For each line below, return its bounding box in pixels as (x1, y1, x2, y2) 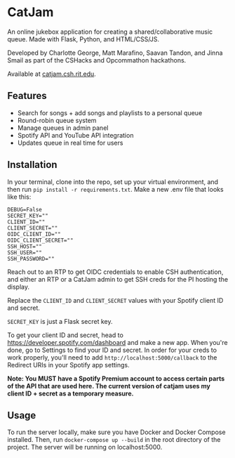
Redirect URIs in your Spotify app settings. (7, 360, 130, 369)
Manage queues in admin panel (17, 124, 109, 132)
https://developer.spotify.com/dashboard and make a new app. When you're (7, 338, 228, 346)
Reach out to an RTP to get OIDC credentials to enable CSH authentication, (7, 268, 224, 276)
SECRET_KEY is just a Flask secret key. (7, 317, 113, 325)
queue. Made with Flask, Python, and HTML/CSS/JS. (7, 34, 160, 43)
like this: (7, 192, 32, 201)
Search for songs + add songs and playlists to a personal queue (17, 108, 203, 117)
